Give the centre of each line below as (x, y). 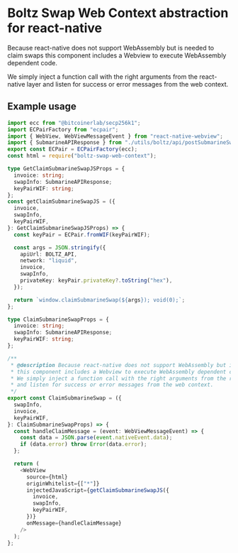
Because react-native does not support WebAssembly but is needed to (111, 48)
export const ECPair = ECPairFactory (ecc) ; (73, 149)
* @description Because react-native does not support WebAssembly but (118, 365)
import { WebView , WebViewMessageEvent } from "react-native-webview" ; (115, 136)
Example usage (42, 107)
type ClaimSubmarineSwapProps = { (58, 319)
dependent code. (33, 62)
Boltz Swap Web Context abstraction (118, 13)
